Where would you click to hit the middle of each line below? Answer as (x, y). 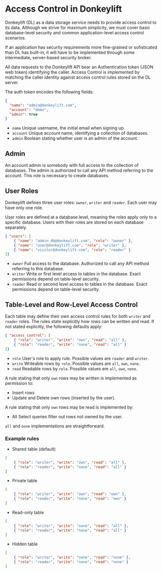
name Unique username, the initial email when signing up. (68, 128)
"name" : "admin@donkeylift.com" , (43, 105)
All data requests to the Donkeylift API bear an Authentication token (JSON (79, 67)
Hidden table (25, 544)
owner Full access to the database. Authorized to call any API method (80, 263)
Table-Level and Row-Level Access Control (71, 304)
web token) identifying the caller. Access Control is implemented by (72, 72)
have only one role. (24, 208)
